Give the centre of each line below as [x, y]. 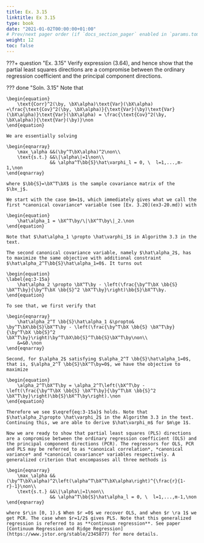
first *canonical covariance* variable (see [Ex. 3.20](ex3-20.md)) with [102, 205]
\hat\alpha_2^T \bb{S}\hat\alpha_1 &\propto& [76, 322]
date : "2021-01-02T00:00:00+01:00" [51, 29]
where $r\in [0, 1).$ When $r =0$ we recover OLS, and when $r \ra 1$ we [102, 513]
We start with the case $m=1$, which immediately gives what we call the [102, 200]
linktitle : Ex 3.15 [31, 18]
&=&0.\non [30, 343]
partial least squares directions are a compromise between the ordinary [96, 69]
